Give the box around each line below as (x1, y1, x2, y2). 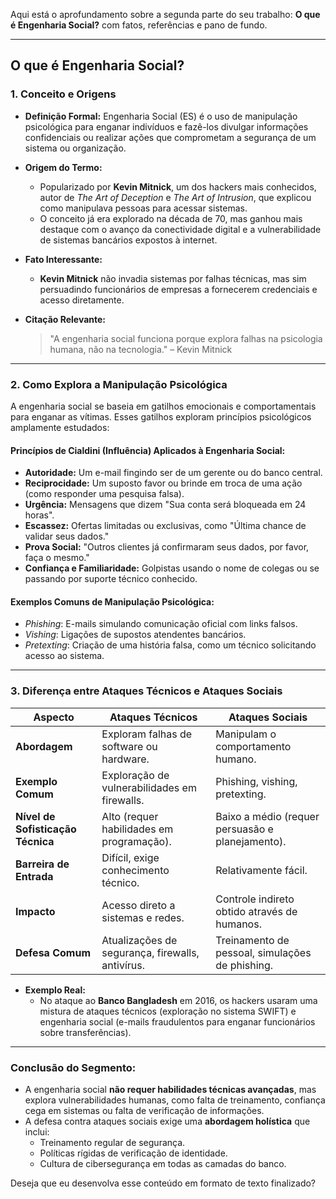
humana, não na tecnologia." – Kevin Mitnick (49, 343, 233, 355)
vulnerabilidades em (101, 780, 197, 794)
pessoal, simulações (215, 945, 312, 959)
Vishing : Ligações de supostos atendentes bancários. (24, 629, 247, 641)
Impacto (15, 904, 56, 918)
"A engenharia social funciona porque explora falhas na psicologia (49, 332, 323, 344)
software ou (101, 739, 158, 753)
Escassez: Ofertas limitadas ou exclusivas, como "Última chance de (24, 520, 307, 532)
